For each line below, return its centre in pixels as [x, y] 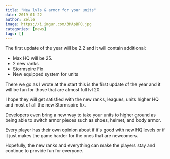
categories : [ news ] [26, 29]
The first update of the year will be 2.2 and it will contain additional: [76, 48]
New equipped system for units [45, 74]
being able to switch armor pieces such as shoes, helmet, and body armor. [83, 120]
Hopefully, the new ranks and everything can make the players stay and [80, 145]
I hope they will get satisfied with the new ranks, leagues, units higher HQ [82, 99]
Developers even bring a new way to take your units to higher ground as [81, 115]
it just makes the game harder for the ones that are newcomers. [72, 135]
